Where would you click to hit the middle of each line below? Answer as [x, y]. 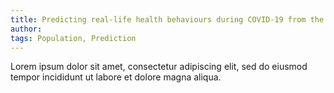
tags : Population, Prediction [73, 38]
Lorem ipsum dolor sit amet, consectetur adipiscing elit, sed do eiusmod [159, 67]
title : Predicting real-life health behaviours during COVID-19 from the [167, 19]
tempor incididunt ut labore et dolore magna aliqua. [116, 77]
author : [26, 29]
